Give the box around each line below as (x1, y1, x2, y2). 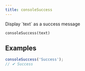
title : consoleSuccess (5, 7, 52, 12)
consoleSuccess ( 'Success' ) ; (5, 57, 64, 62)
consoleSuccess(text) (5, 30, 50, 35)
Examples (5, 44, 36, 53)
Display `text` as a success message (5, 21, 80, 27)
